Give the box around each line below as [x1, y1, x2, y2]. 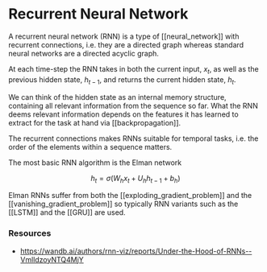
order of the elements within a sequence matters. [8, 142, 173, 151]
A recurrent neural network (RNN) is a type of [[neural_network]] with [8, 31, 240, 41]
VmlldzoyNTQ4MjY [19, 254, 85, 264]
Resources [8, 228, 52, 239]
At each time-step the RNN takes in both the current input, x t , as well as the [8, 64, 260, 76]
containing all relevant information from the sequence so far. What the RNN [8, 101, 258, 110]
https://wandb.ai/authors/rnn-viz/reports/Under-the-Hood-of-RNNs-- [19, 246, 252, 256]
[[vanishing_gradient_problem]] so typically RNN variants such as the [8, 199, 239, 209]
